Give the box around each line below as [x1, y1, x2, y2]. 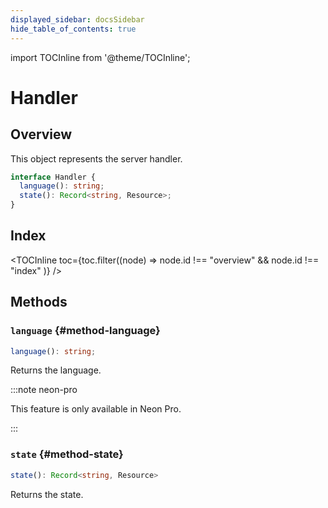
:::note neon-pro [10, 384, 78, 396]
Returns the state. [10, 488, 84, 500]
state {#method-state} [10, 447, 124, 461]
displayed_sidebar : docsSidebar [10, 14, 145, 25]
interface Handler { [10, 172, 97, 182]
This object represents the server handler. [10, 152, 183, 165]
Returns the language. [10, 364, 102, 376]
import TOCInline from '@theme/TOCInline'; [10, 51, 191, 63]
